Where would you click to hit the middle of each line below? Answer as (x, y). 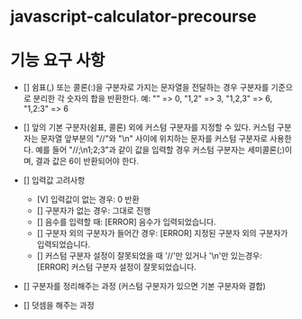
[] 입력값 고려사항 (54, 180)
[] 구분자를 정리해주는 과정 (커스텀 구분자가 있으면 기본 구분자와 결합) (145, 287)
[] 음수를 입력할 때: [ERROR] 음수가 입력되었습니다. (126, 222)
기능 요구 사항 (58, 61)
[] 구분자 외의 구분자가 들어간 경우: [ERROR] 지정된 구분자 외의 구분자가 (162, 233)
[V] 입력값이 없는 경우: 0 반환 (88, 199)
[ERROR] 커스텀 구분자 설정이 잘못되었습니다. (116, 267)
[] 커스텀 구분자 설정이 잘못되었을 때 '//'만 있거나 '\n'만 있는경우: (149, 256)
